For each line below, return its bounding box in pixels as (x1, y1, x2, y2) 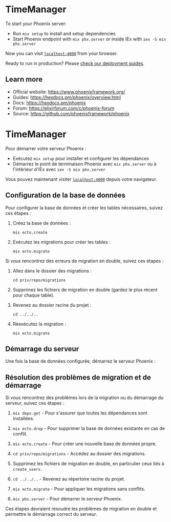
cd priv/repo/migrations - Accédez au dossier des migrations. (12, 451, 146, 457)
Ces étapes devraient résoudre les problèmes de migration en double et (5, 506, 157, 512)
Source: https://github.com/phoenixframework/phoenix (12, 110, 130, 116)
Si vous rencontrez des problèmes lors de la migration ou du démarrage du (5, 394, 164, 401)
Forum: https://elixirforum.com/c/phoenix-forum (12, 105, 115, 111)
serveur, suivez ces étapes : (5, 400, 65, 406)
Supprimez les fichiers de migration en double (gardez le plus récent (12, 286, 158, 293)
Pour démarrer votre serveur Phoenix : (5, 145, 87, 152)
